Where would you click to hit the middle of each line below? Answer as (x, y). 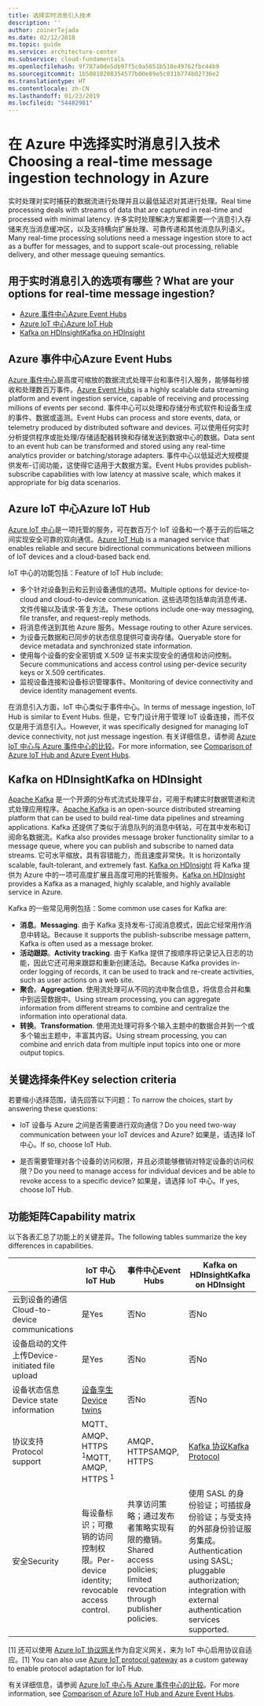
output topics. (42, 1053)
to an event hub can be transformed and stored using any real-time (117, 446)
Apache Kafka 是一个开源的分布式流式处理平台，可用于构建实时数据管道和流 (132, 799)
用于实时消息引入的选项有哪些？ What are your (121, 281)
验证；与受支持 (224, 1517)
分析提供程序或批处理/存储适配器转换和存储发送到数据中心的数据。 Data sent (132, 437)
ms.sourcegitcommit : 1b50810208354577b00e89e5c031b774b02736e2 (114, 74)
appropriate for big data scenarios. (64, 482)
